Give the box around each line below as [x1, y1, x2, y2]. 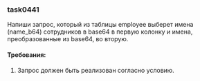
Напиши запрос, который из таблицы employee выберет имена [7, 21, 194, 29]
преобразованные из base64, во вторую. [7, 35, 129, 43]
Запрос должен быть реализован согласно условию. [17, 66, 174, 74]
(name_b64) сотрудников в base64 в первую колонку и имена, [7, 27, 193, 36]
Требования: [7, 50, 46, 59]
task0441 [7, 5, 39, 14]
